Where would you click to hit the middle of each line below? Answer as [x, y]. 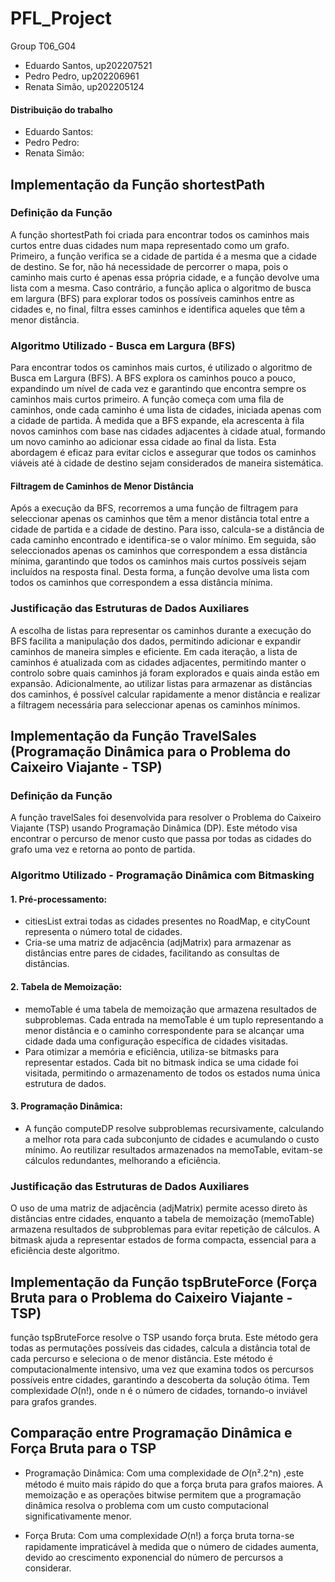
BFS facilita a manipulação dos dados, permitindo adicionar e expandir [156, 641]
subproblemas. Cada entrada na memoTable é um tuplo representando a [174, 1019]
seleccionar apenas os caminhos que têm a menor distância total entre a [160, 519]
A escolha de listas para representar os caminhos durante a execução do [161, 630]
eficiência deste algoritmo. [65, 1251]
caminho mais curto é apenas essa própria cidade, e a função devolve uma [165, 277]
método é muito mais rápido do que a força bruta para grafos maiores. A [173, 1484]
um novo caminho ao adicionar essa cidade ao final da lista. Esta [143, 442]
